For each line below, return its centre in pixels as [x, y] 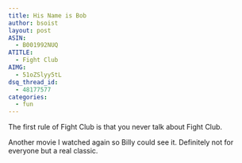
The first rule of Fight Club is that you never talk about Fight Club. [115, 127]
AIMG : [17, 68]
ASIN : [17, 38]
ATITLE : [21, 52]
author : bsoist [33, 23]
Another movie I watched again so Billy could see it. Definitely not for [121, 142]
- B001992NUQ [37, 45]
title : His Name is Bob [48, 16]
